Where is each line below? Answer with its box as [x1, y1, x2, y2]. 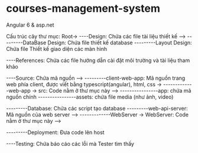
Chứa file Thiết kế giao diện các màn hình [6, 45, 108, 52]
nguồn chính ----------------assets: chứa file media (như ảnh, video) [6, 93, 174, 100]
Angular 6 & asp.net [6, 21, 54, 28]
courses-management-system [6, 2, 161, 15]
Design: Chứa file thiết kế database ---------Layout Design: [47, 39, 192, 46]
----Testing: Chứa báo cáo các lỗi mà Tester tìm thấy [6, 140, 135, 147]
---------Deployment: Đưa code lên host [6, 129, 105, 136]
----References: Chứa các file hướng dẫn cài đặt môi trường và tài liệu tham [6, 57, 190, 64]
